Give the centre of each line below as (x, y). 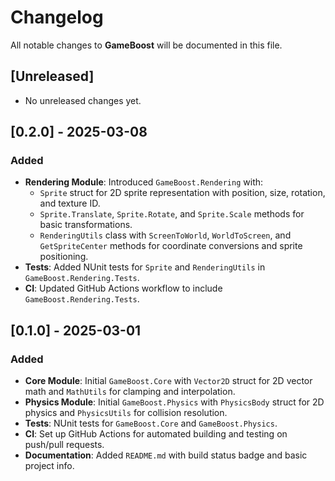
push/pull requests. (64, 445)
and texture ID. (70, 203)
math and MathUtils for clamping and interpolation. (130, 392)
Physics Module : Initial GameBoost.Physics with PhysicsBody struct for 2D (174, 402)
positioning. (64, 257)
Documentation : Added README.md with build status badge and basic (166, 455)
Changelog (57, 17)
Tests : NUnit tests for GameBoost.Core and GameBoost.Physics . (151, 423)
